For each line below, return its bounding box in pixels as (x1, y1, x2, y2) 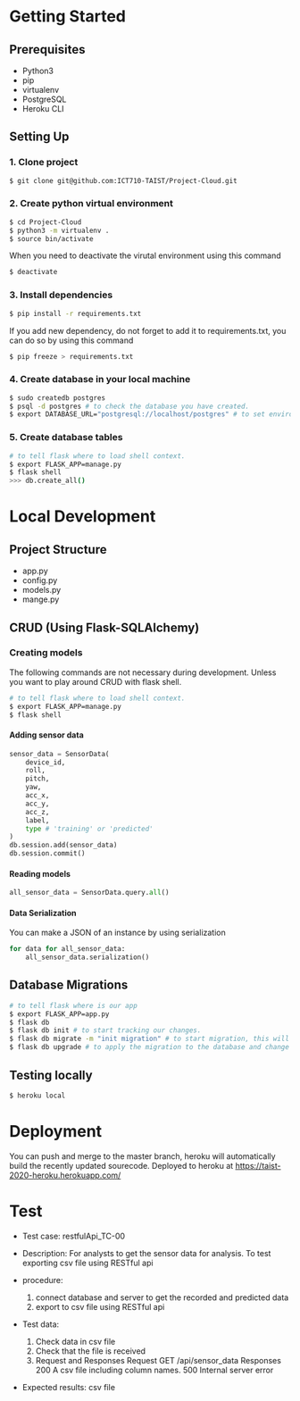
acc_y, (25, 799, 50, 808)
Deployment (9, 1121, 103, 1141)
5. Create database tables (9, 431, 123, 444)
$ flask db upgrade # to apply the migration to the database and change (9, 1043, 290, 1052)
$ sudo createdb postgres (9, 393, 105, 403)
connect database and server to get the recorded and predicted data (35, 1292, 289, 1303)
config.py (21, 575, 58, 586)
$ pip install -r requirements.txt (9, 309, 142, 318)
